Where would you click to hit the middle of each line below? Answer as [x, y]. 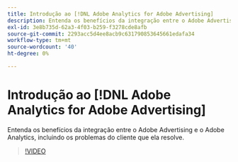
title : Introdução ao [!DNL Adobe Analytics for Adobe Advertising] [110, 14]
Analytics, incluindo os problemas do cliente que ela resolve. [96, 137]
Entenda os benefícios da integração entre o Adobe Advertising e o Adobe [116, 129]
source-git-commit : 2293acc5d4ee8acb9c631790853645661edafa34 [101, 34]
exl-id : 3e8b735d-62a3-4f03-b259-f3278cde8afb [77, 27]
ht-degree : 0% [28, 54]
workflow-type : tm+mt [39, 40]
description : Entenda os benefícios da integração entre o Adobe [106, 21]
